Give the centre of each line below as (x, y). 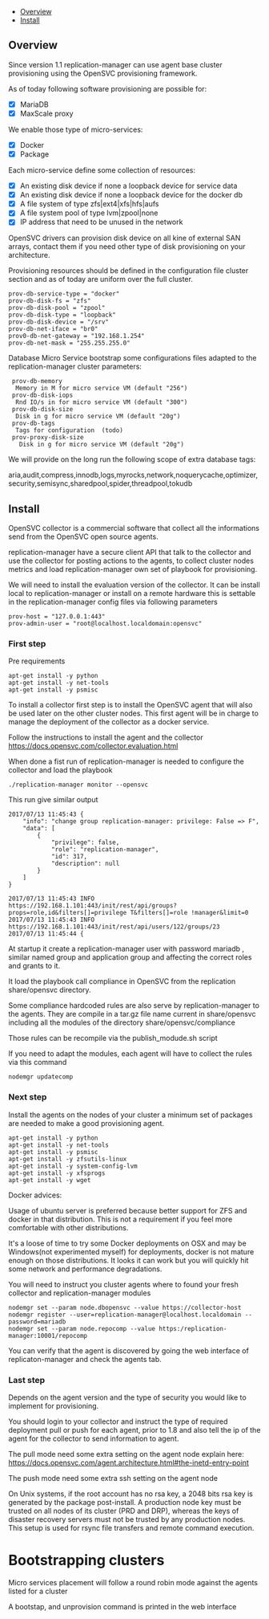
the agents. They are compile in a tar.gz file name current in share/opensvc (132, 1014)
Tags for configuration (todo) (70, 430)
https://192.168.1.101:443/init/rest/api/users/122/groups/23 (114, 927)
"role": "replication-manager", (105, 850)
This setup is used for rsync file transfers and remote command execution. (131, 1528)
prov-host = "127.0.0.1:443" (57, 617)
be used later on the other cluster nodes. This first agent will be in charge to (133, 713)
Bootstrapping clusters (86, 1560)
